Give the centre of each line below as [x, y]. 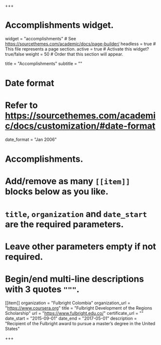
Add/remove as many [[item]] [68, 181]
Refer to [21, 105]
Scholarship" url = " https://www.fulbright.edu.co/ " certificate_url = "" [74, 313]
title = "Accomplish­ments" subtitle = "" [44, 63]
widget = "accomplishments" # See [41, 38]
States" [13, 328]
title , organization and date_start [76, 214]
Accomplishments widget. [59, 25]
